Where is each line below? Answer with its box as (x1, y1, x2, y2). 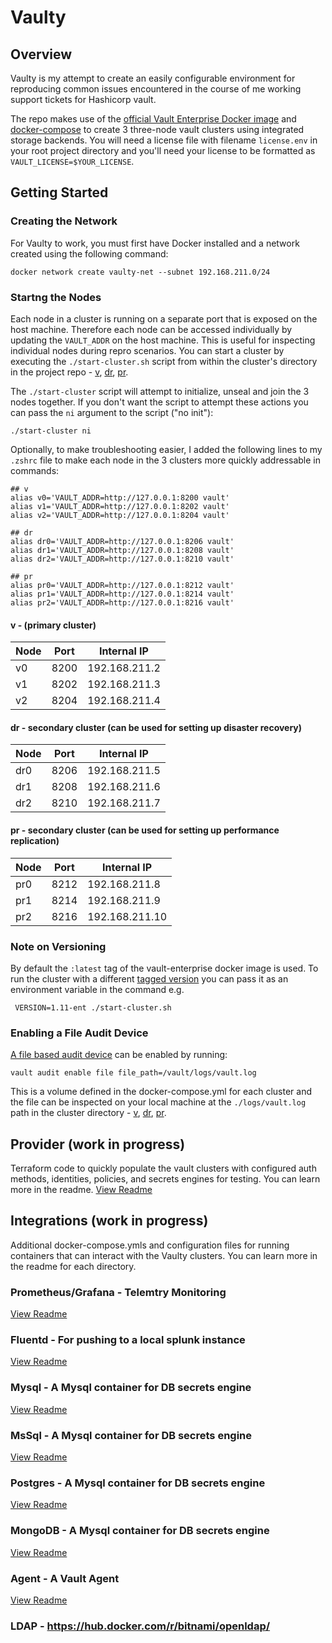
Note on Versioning (10, 939, 107, 953)
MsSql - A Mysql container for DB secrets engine (10, 1428, 253, 1442)
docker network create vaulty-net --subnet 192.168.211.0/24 (10, 267, 271, 277)
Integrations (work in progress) (10, 1212, 209, 1230)
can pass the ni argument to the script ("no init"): (10, 406, 214, 418)
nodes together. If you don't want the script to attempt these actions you (10, 396, 309, 408)
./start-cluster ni (10, 426, 92, 436)
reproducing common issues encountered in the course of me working (10, 83, 302, 95)
